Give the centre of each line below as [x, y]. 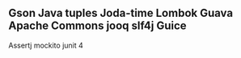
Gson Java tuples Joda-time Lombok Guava [120, 13]
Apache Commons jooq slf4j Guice [98, 26]
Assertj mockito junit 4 [46, 45]
